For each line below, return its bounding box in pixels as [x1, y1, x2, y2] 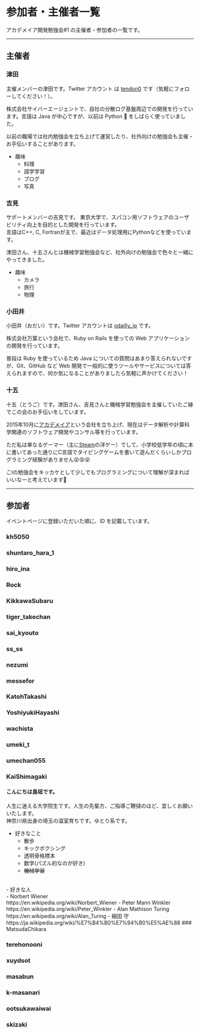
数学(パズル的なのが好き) [23, 860, 85, 867]
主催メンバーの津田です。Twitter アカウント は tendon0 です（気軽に [6, 85, 174, 92]
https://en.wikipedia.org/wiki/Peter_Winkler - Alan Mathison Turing [6, 906, 170, 913]
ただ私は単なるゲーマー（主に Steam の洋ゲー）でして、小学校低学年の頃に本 [6, 441, 193, 448]
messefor [6, 677, 35, 685]
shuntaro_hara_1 [6, 549, 55, 557]
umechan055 [6, 757, 46, 765]
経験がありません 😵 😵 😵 [32, 456, 90, 463]
